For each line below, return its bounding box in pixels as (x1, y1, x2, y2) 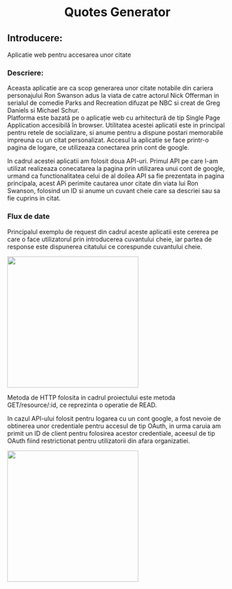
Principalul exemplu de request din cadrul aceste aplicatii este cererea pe (7, 227, 219, 236)
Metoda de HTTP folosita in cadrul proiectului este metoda (7, 393, 176, 402)
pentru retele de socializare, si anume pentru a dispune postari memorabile (7, 129, 224, 137)
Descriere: (7, 68, 44, 78)
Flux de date (7, 211, 50, 221)
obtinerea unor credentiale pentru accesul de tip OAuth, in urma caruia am (7, 421, 222, 430)
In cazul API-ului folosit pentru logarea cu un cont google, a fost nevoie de (7, 414, 222, 423)
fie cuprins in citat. (7, 194, 61, 203)
